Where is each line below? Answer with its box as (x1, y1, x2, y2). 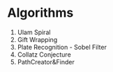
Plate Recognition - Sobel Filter (17, 43, 107, 51)
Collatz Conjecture (17, 50, 71, 59)
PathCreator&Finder (17, 57, 75, 66)
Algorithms (7, 5, 74, 21)
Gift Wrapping (17, 35, 58, 43)
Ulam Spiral (17, 28, 51, 36)
